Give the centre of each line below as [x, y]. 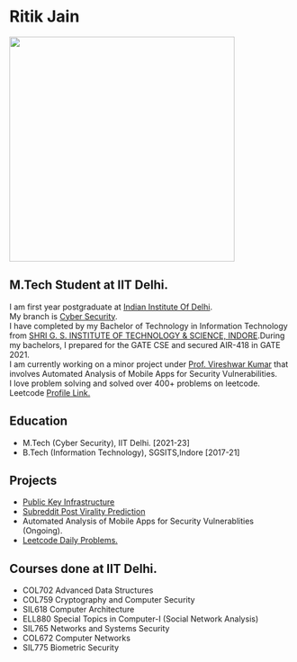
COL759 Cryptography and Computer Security [108, 600]
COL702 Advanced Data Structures [88, 590]
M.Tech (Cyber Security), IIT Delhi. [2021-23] [106, 443]
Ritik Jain [45, 17]
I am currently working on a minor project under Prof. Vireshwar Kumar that [149, 364]
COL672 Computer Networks [76, 638]
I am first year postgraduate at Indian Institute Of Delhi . [111, 307]
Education [39, 421]
